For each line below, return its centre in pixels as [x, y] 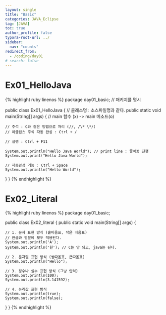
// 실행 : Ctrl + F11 [27, 142]
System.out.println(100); [32, 276]
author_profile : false [28, 33]
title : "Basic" [21, 14]
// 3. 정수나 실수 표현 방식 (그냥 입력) [42, 271]
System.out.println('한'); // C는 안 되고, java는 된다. [61, 248]
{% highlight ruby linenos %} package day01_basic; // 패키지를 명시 [73, 100]
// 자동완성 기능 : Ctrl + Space [36, 165]
